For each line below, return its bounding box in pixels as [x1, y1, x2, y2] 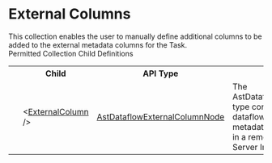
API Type [142, 68, 179, 79]
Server [232, 141, 258, 153]
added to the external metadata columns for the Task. [8, 40, 188, 49]
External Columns [8, 5, 131, 23]
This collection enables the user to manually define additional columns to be [8, 31, 262, 41]
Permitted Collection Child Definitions [8, 48, 134, 58]
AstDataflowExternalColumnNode [96, 111, 225, 122]
